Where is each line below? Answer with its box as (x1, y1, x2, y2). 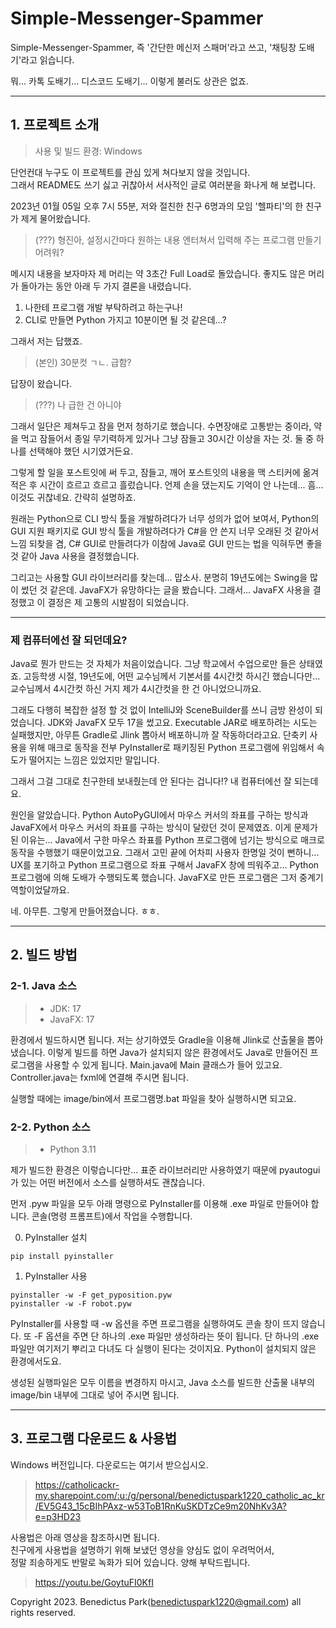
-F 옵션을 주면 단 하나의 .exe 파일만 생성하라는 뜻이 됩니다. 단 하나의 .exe (33, 1330, 320, 1342)
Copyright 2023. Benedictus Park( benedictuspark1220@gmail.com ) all (10, 1595, 302, 1607)
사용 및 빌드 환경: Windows (34, 145, 143, 157)
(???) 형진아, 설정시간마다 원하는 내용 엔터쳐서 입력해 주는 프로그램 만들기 (34, 233, 322, 246)
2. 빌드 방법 (10, 947, 78, 964)
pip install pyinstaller (10, 1252, 114, 1262)
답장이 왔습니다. (10, 377, 73, 389)
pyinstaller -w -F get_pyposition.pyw (10, 1290, 172, 1301)
